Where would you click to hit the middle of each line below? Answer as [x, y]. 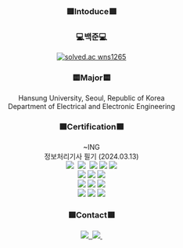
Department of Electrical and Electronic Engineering [91, 106]
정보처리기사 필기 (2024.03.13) [91, 156]
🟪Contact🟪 [91, 215]
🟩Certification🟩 [91, 127]
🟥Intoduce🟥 [91, 11]
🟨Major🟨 [91, 78]
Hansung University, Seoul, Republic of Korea [91, 98]
